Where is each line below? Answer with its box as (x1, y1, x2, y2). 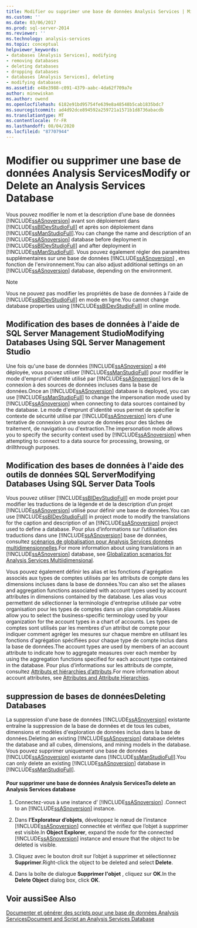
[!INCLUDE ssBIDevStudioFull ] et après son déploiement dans (6, 223, 154, 230)
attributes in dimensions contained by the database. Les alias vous (6, 593, 167, 600)
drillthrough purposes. (6, 443, 60, 450)
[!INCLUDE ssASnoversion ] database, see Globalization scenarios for (6, 550, 172, 558)
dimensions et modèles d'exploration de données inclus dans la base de (6, 729, 181, 736)
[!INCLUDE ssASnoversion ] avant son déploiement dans (6, 217, 140, 224)
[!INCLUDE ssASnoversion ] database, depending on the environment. (6, 267, 173, 274)
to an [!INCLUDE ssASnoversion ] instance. (14, 805, 116, 812)
